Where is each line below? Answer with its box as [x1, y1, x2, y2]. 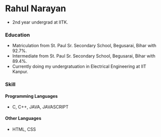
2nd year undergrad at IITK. [12, 19, 69, 25]
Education [5, 31, 30, 38]
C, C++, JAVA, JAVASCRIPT [12, 104, 69, 110]
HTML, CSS [12, 126, 36, 132]
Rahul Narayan [5, 3, 66, 14]
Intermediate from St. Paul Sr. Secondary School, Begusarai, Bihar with [12, 53, 156, 59]
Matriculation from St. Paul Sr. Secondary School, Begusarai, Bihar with [12, 43, 157, 49]
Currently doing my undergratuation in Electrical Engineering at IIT [12, 63, 146, 69]
